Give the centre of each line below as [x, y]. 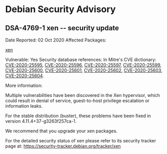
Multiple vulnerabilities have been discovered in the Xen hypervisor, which [83, 95]
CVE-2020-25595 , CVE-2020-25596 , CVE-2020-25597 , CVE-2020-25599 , [83, 65]
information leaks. [24, 106]
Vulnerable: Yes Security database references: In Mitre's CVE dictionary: [81, 60]
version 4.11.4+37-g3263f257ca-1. [41, 121]
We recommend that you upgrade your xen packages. [61, 131]
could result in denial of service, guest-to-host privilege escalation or [77, 100]
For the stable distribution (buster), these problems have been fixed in [78, 116]
